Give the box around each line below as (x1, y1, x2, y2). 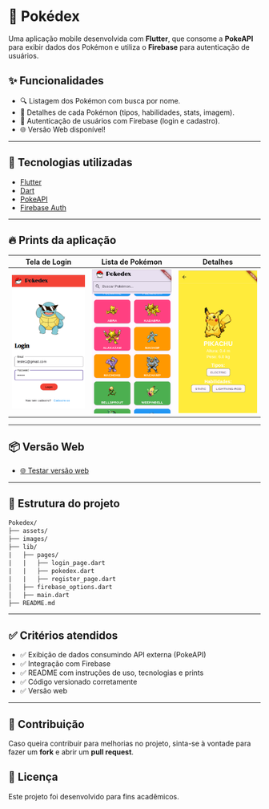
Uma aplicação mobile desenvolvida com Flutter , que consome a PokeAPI (8, 34, 254, 43)
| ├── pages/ (8, 551, 59, 559)
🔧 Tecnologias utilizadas (8, 156, 133, 169)
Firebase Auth (19, 202, 66, 212)
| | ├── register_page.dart (8, 575, 116, 583)
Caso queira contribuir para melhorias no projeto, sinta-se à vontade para (8, 738, 251, 748)
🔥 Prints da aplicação (8, 233, 117, 247)
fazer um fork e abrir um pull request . (8, 746, 134, 757)
